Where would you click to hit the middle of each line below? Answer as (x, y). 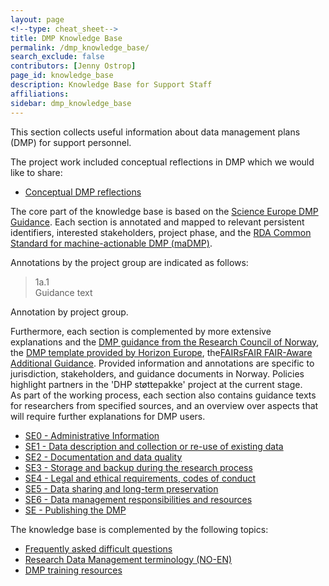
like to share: (36, 172)
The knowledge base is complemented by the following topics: (139, 529)
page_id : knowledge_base (62, 76)
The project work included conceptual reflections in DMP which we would (162, 162)
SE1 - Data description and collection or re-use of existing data (154, 446)
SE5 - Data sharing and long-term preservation (121, 488)
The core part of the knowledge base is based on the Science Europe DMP (164, 211)
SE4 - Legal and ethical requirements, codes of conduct (140, 478)
